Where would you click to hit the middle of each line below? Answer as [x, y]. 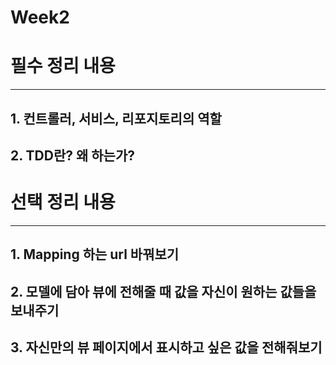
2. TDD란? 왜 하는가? [72, 155]
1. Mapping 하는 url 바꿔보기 [95, 254]
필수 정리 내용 [63, 66]
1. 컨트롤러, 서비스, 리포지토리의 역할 [116, 118]
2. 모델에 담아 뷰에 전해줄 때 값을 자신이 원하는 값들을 [163, 291]
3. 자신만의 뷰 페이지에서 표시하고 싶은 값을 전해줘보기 [166, 347]
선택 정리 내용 [63, 202]
